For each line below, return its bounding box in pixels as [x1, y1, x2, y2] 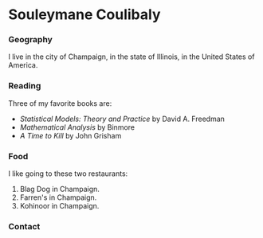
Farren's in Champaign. [19, 193, 97, 202]
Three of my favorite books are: [8, 98, 112, 108]
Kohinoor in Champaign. [19, 201, 100, 211]
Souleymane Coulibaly [8, 6, 161, 24]
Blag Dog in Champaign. [19, 185, 100, 194]
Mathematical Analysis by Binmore [19, 122, 135, 132]
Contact [8, 221, 41, 232]
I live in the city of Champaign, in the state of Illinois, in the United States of [8, 52, 255, 61]
